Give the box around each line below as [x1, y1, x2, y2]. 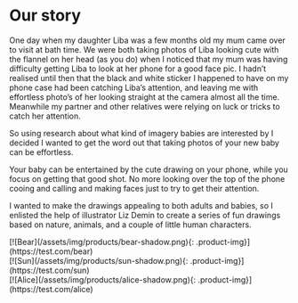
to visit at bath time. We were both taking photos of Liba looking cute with [9, 44, 279, 54]
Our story [9, 5, 82, 26]
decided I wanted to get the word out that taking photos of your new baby [9, 137, 280, 148]
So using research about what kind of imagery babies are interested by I [9, 127, 274, 138]
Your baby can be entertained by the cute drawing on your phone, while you [9, 164, 289, 175]
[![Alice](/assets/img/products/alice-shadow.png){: [9, 274, 197, 285]
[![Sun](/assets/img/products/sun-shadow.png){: [9, 255, 189, 266]
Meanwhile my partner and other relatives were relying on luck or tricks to [9, 101, 280, 111]
